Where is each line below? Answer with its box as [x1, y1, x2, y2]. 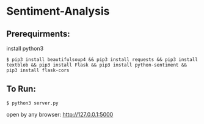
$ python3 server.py [6, 100, 59, 106]
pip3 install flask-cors [6, 67, 70, 73]
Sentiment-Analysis [6, 4, 110, 18]
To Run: [6, 84, 37, 94]
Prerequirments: [6, 29, 70, 39]
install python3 [6, 45, 44, 52]
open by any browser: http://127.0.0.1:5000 [6, 111, 114, 118]
